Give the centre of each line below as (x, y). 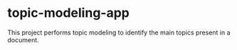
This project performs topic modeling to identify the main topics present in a (119, 32)
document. (23, 39)
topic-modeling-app (68, 13)
